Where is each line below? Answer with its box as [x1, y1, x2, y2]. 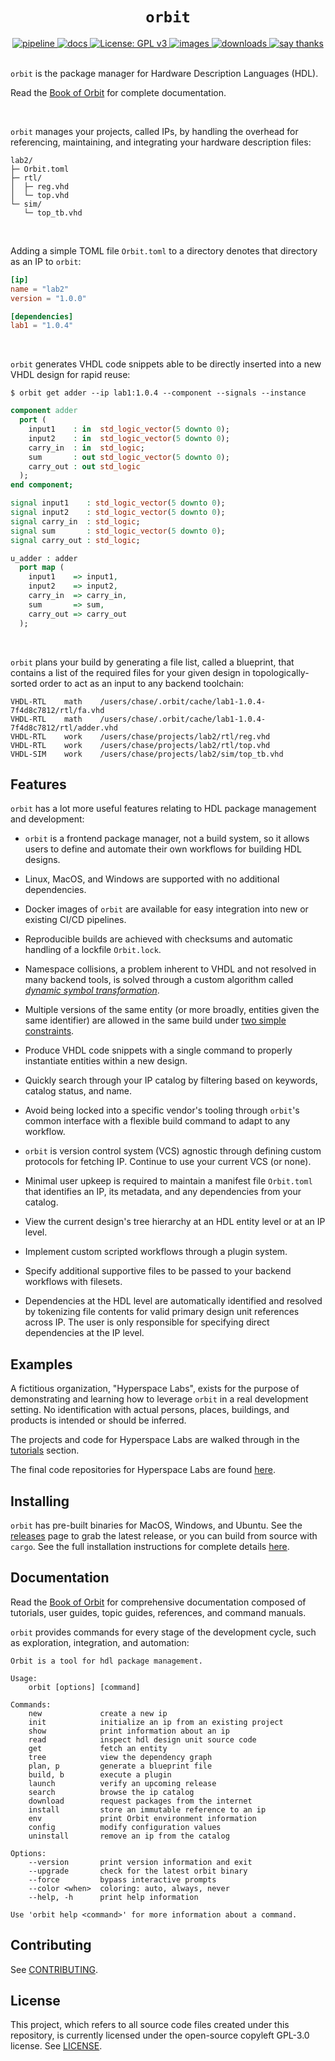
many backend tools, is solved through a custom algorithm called [24, 974, 294, 986]
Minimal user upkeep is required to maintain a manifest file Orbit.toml [24, 1175, 313, 1187]
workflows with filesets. [24, 1276, 123, 1288]
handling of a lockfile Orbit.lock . [24, 944, 162, 956]
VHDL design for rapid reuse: [10, 369, 131, 381]
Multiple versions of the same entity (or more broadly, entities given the [24, 1004, 320, 1016]
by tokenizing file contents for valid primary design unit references [24, 1306, 300, 1318]
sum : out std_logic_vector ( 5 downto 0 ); [28, 452, 230, 462]
